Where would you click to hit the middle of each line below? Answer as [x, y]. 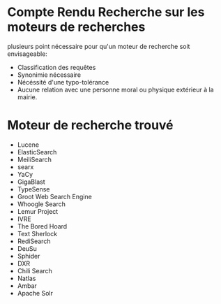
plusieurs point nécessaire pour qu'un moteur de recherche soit [99, 46]
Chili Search [35, 270]
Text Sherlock [37, 233]
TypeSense [33, 189]
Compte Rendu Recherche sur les [106, 12]
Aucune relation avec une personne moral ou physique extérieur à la [115, 89]
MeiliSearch [35, 159]
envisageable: [27, 54]
